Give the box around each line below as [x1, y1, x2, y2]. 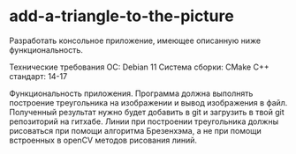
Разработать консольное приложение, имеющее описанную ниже [9, 35, 262, 46]
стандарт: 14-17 [9, 70, 68, 81]
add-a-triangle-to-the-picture [9, 6, 234, 26]
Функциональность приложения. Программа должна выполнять [9, 88, 254, 99]
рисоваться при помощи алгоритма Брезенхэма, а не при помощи [9, 125, 262, 136]
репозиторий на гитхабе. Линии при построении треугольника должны [9, 116, 279, 127]
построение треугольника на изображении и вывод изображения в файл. [9, 97, 288, 107]
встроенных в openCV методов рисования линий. [9, 135, 197, 145]
